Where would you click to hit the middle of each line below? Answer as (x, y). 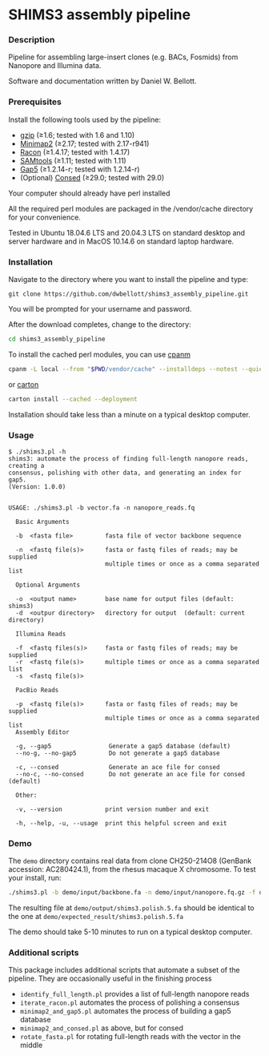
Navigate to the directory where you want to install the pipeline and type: (128, 280)
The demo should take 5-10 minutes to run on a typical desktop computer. (130, 932)
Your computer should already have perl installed (89, 193)
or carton (24, 384)
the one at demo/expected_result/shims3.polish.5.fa (96, 917)
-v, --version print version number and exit (112, 809)
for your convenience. (45, 217)
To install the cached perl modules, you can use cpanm (99, 354)
